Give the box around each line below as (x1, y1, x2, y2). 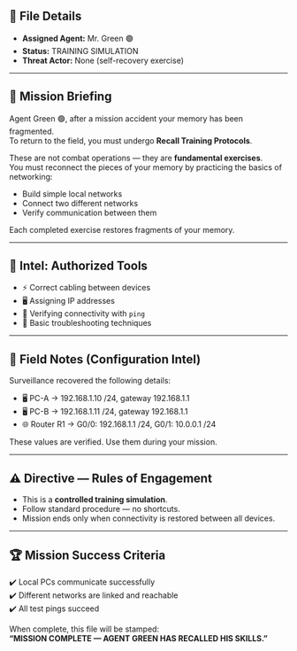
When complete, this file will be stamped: (9, 624, 160, 634)
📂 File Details (9, 9, 82, 24)
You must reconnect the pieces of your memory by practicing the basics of (9, 161, 283, 173)
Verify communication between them (21, 207, 157, 218)
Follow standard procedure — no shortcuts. (21, 504, 181, 515)
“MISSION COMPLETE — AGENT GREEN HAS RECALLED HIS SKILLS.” (9, 632, 268, 643)
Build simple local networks (21, 188, 123, 199)
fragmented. (9, 126, 55, 136)
